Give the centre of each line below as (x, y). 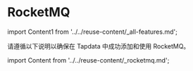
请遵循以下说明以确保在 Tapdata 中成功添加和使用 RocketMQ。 (99, 46)
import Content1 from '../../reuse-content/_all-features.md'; (92, 32)
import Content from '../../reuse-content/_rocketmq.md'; (88, 60)
